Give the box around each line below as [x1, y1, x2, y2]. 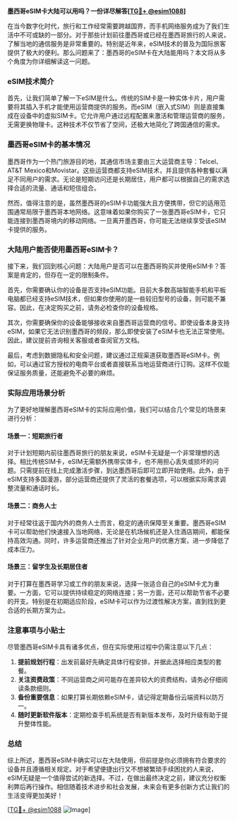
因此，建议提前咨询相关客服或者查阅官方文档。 [7, 335, 143, 344]
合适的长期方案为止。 [7, 606, 69, 614]
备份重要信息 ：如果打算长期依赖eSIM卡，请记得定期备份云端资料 [17, 693, 206, 702]
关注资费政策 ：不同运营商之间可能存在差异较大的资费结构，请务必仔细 [17, 676, 222, 684]
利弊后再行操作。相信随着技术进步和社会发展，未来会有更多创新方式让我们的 [7, 783, 230, 791]
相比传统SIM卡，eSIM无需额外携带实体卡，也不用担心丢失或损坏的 [19, 457, 213, 466]
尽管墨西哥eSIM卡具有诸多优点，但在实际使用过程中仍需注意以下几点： [7, 642, 214, 652]
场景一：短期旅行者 [7, 431, 63, 440]
